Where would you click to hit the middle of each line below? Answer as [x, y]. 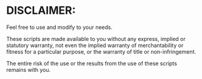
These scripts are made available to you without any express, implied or [96, 39]
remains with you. [29, 69]
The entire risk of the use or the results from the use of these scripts [92, 63]
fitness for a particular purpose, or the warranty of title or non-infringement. [101, 51]
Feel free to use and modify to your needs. [59, 27]
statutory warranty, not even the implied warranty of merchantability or [95, 45]
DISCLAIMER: [41, 11]
